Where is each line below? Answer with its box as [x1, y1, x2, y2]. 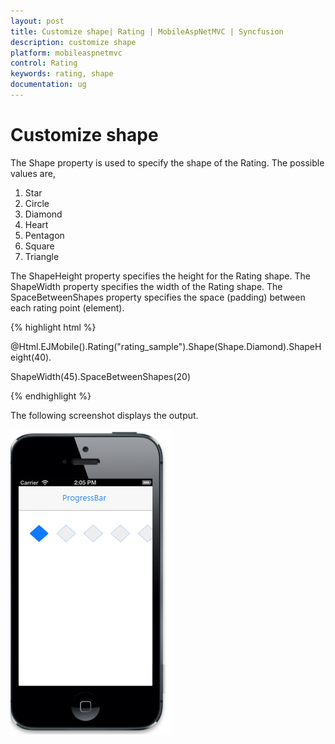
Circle [24, 197, 50, 209]
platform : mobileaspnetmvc [10, 48, 123, 58]
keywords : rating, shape [10, 69, 114, 79]
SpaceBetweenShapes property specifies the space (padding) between [10, 291, 306, 303]
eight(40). [10, 351, 52, 363]
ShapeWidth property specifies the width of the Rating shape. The [10, 280, 283, 292]
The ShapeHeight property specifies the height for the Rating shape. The [10, 270, 311, 282]
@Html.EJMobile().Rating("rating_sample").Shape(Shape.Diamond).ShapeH [10, 340, 322, 352]
